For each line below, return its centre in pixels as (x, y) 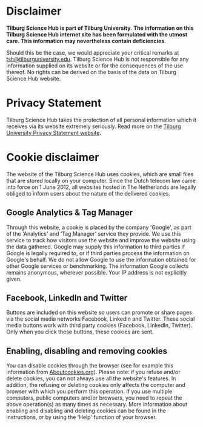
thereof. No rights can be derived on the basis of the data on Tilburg (92, 72)
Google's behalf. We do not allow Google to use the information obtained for (101, 259)
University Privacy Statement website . (54, 132)
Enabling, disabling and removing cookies (87, 351)
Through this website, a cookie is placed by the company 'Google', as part (99, 227)
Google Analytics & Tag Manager (70, 213)
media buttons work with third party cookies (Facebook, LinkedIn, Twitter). (99, 326)
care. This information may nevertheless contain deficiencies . (86, 41)
